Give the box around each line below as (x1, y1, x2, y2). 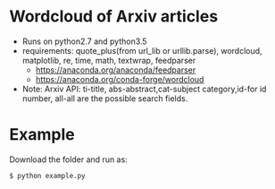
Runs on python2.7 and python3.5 (21, 36, 147, 47)
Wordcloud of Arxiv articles (9, 6, 219, 27)
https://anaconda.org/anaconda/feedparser (35, 64, 196, 75)
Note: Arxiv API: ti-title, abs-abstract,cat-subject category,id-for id (21, 83, 267, 94)
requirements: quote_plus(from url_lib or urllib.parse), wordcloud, (21, 45, 262, 56)
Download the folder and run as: (9, 154, 128, 165)
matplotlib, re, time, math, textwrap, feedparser (21, 55, 196, 65)
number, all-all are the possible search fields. (21, 92, 188, 104)
